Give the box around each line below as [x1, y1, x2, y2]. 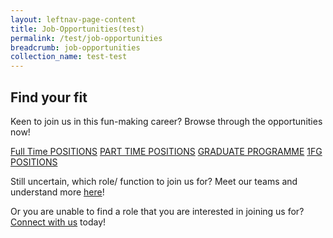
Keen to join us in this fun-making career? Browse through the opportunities [10, 115, 323, 127]
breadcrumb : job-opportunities [10, 42, 141, 53]
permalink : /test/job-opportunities [10, 33, 163, 43]
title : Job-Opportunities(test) [10, 24, 145, 34]
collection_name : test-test [10, 52, 128, 62]
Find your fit [10, 89, 88, 106]
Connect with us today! [10, 216, 107, 228]
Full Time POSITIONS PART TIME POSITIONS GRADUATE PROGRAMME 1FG [10, 145, 323, 157]
